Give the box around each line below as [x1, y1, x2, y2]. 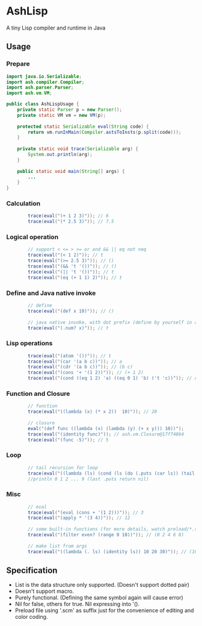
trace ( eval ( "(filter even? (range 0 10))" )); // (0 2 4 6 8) [28, 532, 185, 538]
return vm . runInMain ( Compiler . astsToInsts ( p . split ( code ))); [28, 129, 182, 135]
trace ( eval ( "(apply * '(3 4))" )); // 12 [28, 515, 130, 521]
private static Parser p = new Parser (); [17, 107, 122, 113]
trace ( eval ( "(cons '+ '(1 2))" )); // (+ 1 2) [28, 369, 144, 376]
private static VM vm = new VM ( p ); [17, 112, 106, 118]
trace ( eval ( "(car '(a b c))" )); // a [28, 358, 122, 365]
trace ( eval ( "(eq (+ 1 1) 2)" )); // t [28, 274, 122, 281]
